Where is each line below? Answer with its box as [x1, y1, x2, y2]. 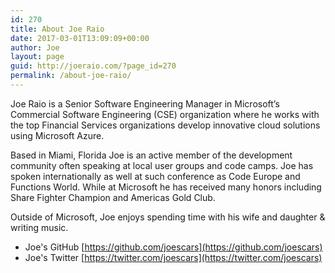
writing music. [10, 221, 69, 233]
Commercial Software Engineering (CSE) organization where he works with [10, 108, 320, 120]
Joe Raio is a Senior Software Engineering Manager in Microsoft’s [10, 97, 280, 110]
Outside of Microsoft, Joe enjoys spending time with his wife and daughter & [10, 211, 326, 223]
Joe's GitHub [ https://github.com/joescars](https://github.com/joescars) [24, 241, 323, 253]
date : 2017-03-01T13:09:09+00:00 [10, 33, 150, 43]
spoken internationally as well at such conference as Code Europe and [10, 170, 301, 182]
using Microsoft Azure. [10, 129, 105, 141]
